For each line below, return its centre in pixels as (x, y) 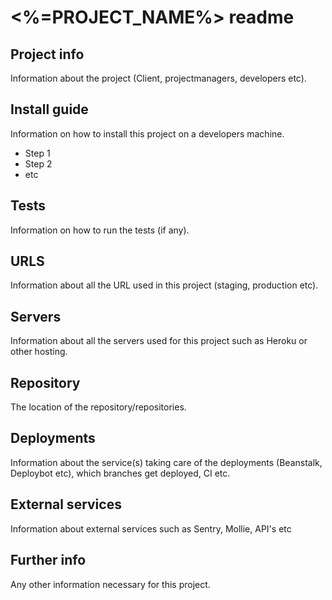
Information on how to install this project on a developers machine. (147, 133)
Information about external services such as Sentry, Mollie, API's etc (151, 528)
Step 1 (37, 153)
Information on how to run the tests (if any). (100, 230)
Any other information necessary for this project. (110, 584)
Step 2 (38, 163)
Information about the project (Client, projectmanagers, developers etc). (158, 78)
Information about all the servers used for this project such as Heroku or (159, 341)
